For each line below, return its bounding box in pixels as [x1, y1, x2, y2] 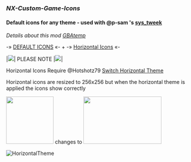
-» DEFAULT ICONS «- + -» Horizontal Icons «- [6, 43, 120, 51]
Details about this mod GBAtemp [6, 32, 86, 39]
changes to [54, 138, 83, 145]
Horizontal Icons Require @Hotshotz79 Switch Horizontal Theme [6, 67, 164, 74]
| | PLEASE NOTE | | [6, 56, 63, 63]
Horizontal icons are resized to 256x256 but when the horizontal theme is [6, 79, 185, 86]
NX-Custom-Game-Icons [6, 4, 80, 12]
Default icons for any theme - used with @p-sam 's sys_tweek [6, 19, 163, 26]
